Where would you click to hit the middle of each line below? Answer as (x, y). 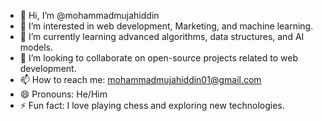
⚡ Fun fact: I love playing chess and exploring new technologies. (152, 105)
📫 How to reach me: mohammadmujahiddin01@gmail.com (140, 79)
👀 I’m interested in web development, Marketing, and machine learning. (166, 26)
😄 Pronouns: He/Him (63, 94)
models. (36, 47)
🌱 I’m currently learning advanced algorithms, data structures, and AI (162, 36)
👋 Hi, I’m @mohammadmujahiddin (89, 15)
